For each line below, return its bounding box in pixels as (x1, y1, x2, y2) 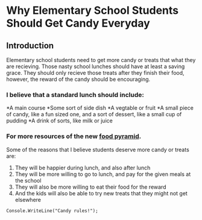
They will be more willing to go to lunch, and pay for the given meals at (14, 170, 191, 178)
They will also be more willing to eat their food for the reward (14, 183, 166, 190)
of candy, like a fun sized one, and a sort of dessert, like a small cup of (6, 111, 182, 118)
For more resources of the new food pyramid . (6, 132, 142, 140)
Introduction (6, 40, 54, 51)
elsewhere (14, 196, 41, 203)
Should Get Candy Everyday (6, 16, 151, 30)
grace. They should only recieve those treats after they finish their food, (6, 69, 185, 76)
